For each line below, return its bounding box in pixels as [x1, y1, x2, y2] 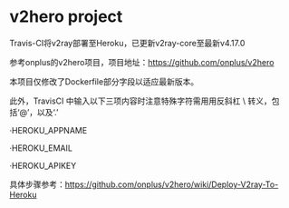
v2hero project [9, 6, 123, 27]
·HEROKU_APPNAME [9, 124, 88, 135]
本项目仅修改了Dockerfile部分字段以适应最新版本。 [9, 75, 199, 87]
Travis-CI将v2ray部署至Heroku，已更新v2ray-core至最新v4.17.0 [9, 37, 246, 48]
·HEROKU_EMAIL [9, 143, 72, 154]
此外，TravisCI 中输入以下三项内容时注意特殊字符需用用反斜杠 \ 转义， [9, 95, 272, 106]
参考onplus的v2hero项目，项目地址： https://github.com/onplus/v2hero [9, 56, 275, 67]
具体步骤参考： [9, 179, 65, 190]
